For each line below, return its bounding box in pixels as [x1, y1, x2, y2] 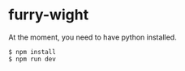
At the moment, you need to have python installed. [8, 32, 177, 42]
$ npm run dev [8, 55, 57, 63]
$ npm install [8, 48, 57, 56]
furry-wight [8, 6, 89, 24]
